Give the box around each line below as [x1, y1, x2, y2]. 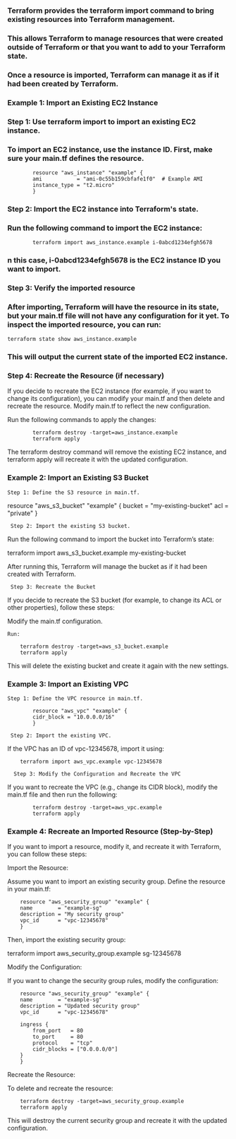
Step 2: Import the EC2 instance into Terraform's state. [7, 204, 199, 214]
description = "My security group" [20, 911, 125, 918]
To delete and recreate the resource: [7, 1084, 114, 1092]
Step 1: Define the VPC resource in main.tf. [7, 695, 143, 702]
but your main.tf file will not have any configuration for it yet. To [7, 311, 230, 320]
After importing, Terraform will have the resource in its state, [7, 302, 219, 312]
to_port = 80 [32, 1033, 83, 1041]
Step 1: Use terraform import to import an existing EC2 [7, 116, 196, 126]
